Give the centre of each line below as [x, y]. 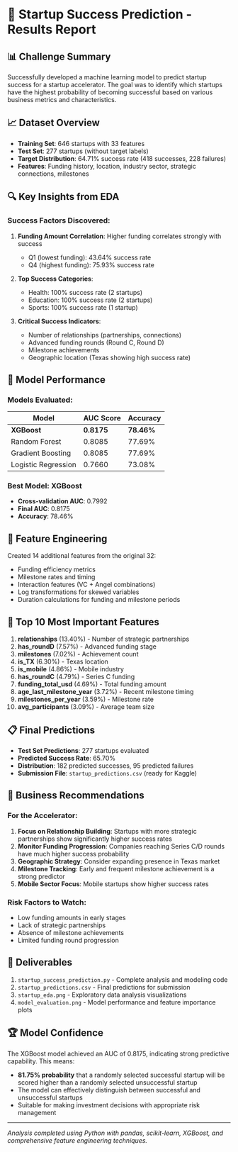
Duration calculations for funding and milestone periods [99, 600]
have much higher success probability [73, 854]
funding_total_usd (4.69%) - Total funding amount [92, 684]
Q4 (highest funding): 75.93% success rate [91, 264]
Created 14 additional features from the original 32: [82, 556]
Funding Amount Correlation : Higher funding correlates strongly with [119, 236]
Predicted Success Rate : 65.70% [66, 758]
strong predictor [41, 876]
